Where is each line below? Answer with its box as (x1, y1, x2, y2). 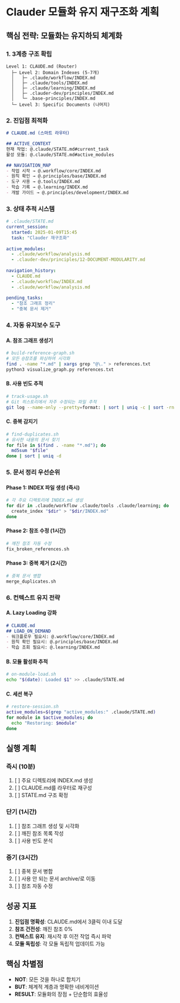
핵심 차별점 (6, 959, 44, 969)
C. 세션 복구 (6, 690, 33, 698)
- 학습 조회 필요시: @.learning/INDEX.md (6, 645, 100, 650)
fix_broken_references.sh (6, 546, 69, 552)
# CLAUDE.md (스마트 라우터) (6, 130, 70, 136)
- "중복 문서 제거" (11, 306, 52, 312)
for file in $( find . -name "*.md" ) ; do (6, 442, 107, 448)
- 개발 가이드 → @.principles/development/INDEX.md (6, 190, 129, 196)
